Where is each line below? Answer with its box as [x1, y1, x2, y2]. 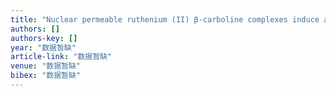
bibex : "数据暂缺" [10, 71, 82, 81]
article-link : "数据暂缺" [10, 52, 113, 62]
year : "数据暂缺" [10, 42, 77, 53]
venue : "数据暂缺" [10, 61, 82, 71]
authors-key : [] [10, 33, 78, 43]
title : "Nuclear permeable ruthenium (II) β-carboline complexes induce [10, 14, 320, 25]
